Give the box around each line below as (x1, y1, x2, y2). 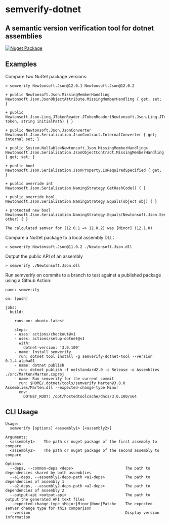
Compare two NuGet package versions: (5, 73, 88, 79)
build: (10, 309, 24, 315)
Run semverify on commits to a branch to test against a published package (5, 272, 161, 278)
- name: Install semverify (14, 349, 71, 354)
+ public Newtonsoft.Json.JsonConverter (5, 128, 92, 133)
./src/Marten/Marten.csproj (5, 372, 65, 377)
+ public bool (5, 163, 35, 168)
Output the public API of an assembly (5, 253, 83, 259)
